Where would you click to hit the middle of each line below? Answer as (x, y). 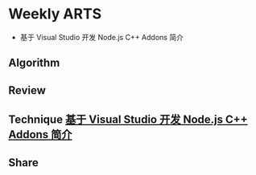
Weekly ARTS (55, 14)
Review (27, 90)
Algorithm (34, 63)
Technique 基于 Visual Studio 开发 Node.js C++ (128, 120)
